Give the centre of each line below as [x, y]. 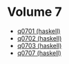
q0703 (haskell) [39, 45]
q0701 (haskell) [39, 31]
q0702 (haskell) [39, 38]
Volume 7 [34, 12]
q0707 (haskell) [39, 53]
